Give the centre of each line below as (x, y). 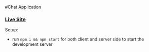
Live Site (15, 19)
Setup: (12, 30)
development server (32, 44)
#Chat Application (23, 7)
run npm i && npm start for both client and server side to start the (78, 39)
